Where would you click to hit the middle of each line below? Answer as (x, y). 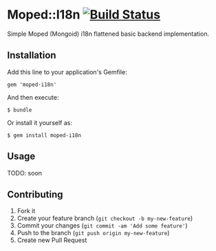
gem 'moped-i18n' (32, 85)
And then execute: (33, 97)
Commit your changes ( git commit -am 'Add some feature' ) (102, 226)
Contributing (35, 194)
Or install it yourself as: (40, 122)
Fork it (26, 211)
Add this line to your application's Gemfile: (67, 72)
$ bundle (20, 110)
